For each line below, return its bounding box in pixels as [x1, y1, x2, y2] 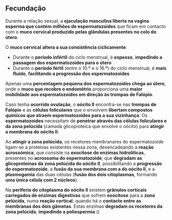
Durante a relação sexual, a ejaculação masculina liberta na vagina [5, 17, 149, 24]
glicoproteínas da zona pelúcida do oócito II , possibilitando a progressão [5, 160, 162, 167]
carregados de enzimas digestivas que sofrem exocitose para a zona [5, 192, 155, 198]
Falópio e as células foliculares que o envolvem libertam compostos [5, 106, 153, 113]
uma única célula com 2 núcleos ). [5, 177, 79, 183]
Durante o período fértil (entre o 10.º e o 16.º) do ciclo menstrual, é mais [12, 65, 167, 71]
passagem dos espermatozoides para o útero [12, 59, 112, 66]
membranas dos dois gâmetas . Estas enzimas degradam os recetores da [5, 203, 163, 209]
